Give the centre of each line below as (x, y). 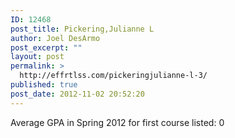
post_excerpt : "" (46, 47)
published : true (44, 85)
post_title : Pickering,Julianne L (82, 29)
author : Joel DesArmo (55, 38)
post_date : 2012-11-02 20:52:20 (77, 94)
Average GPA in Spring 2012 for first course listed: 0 (117, 122)
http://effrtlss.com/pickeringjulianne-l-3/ (113, 76)
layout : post (37, 57)
